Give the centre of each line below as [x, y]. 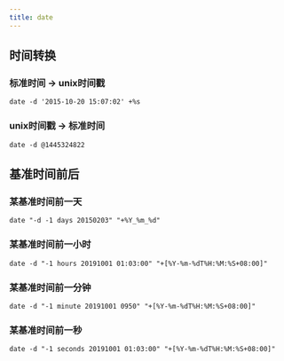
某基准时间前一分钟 [50, 287]
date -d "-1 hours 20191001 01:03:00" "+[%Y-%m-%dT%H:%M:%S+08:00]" [138, 263]
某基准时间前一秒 [46, 330]
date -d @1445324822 [47, 145]
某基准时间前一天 [46, 201]
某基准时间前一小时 [50, 245]
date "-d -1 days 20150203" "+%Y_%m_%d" [85, 221]
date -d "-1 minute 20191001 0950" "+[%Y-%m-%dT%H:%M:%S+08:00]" [132, 306]
